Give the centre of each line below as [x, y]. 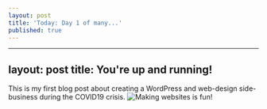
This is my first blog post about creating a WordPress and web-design [123, 88]
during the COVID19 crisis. [82, 97]
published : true [35, 30]
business [23, 97]
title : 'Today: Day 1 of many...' [66, 23]
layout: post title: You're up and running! [110, 69]
